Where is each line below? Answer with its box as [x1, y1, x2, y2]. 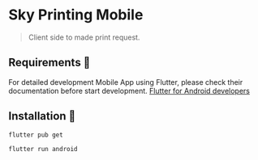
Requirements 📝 [8, 56, 91, 69]
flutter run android [8, 145, 79, 153]
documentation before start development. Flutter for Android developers [8, 86, 250, 95]
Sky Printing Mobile [8, 6, 144, 24]
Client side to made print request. [28, 32, 140, 42]
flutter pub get [8, 131, 63, 139]
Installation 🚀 [8, 109, 76, 123]
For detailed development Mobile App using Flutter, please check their [8, 77, 243, 86]
